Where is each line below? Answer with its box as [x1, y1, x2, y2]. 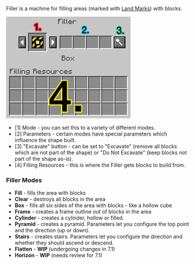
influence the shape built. [14, 137, 76, 143]
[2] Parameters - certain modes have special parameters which [14, 130, 167, 137]
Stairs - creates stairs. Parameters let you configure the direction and [14, 233, 183, 240]
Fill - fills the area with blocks [14, 189, 86, 197]
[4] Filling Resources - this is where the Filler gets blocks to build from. [14, 161, 186, 168]
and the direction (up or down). [14, 227, 90, 234]
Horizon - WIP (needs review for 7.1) [14, 252, 102, 259]
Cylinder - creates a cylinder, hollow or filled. [14, 214, 124, 222]
